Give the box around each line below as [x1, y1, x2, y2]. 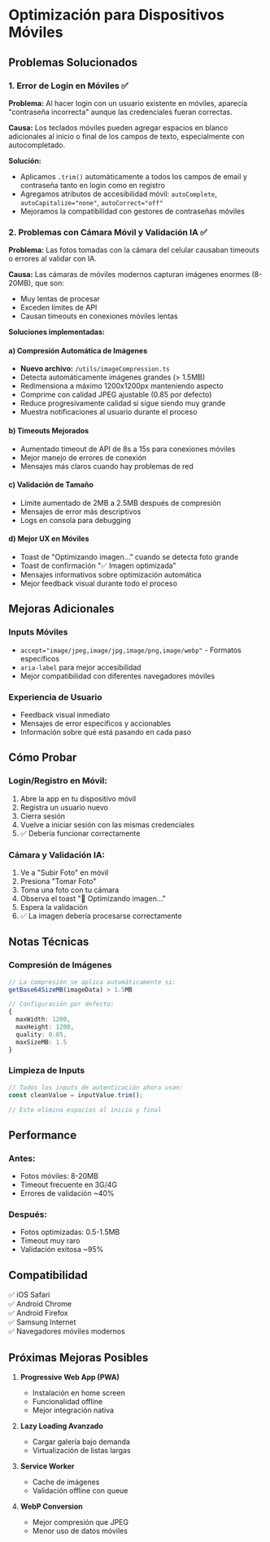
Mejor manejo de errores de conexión [20, 452, 147, 462]
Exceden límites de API [20, 303, 98, 313]
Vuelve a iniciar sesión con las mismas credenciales [20, 819, 195, 829]
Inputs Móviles [8, 626, 68, 638]
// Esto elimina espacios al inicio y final [8, 1105, 162, 1114]
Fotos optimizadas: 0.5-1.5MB [20, 1228, 120, 1237]
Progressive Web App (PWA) [20, 1373, 120, 1382]
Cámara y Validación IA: [8, 849, 106, 860]
